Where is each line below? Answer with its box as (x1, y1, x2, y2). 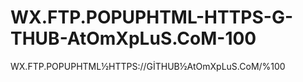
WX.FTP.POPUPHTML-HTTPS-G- (10, 6, 293, 29)
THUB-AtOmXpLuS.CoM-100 (10, 27, 257, 50)
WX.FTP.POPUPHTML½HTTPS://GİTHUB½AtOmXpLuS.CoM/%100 (10, 60, 286, 72)
